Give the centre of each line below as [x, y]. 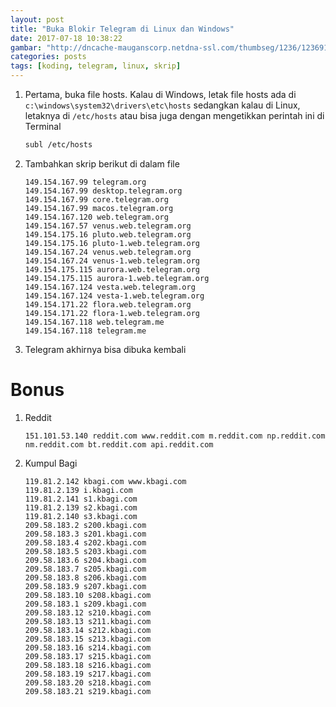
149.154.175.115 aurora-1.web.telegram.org [117, 278]
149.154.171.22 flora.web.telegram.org [108, 304]
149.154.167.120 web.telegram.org [96, 217]
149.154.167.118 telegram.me [85, 331]
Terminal [43, 126]
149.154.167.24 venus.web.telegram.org [108, 252]
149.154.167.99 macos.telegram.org [99, 208]
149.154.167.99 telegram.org [85, 182]
